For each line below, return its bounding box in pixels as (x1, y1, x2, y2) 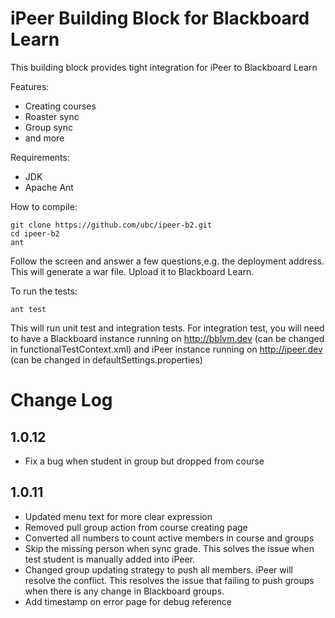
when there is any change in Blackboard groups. (24, 585, 225, 597)
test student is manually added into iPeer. (24, 553, 196, 565)
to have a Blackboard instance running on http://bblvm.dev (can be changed (10, 332, 325, 344)
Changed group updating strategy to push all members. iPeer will (24, 563, 293, 576)
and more (24, 132, 65, 144)
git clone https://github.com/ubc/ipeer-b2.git (10, 220, 213, 230)
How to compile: (10, 200, 78, 212)
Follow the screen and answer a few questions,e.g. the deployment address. (10, 255, 325, 267)
